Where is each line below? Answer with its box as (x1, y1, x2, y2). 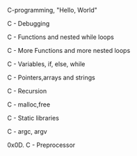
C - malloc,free (7, 100, 51, 109)
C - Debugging (7, 19, 50, 27)
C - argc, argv (7, 127, 47, 135)
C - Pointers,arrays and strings (7, 73, 95, 81)
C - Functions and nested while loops (7, 33, 115, 41)
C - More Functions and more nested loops (7, 47, 131, 54)
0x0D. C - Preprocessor (7, 141, 76, 149)
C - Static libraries (7, 114, 59, 122)
